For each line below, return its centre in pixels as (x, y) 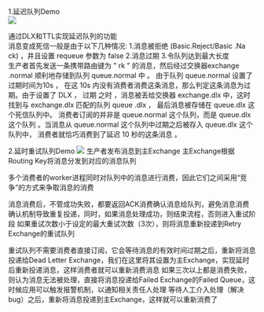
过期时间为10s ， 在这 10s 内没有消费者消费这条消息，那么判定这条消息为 (126, 85)
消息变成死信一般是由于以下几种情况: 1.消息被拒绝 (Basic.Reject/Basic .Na (127, 46)
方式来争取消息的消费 (59, 187)
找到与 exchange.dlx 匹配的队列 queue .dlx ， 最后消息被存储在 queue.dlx (127, 105)
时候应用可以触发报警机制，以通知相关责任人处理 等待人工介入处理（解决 (126, 290)
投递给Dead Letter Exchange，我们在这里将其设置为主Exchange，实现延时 (129, 260)
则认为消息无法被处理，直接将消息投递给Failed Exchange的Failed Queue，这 (132, 280)
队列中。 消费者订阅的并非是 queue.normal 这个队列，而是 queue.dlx (140, 115)
